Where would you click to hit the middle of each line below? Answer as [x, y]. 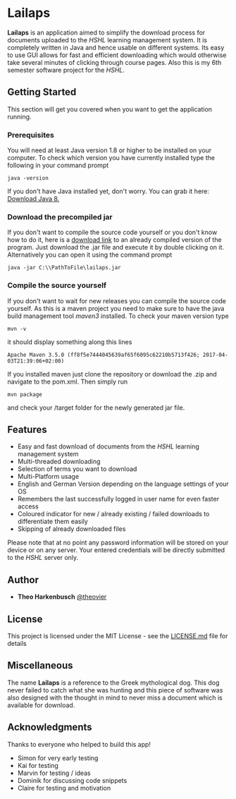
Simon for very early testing [58, 758]
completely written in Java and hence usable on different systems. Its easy [116, 47]
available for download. [41, 705]
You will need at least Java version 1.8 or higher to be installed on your [110, 150]
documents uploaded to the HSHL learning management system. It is [107, 39]
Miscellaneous [40, 665]
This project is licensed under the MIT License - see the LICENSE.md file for [118, 636]
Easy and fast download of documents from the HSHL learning [108, 446]
